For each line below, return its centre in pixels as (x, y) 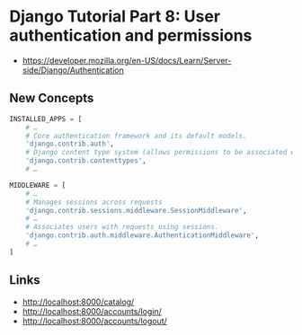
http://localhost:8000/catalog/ (78, 302)
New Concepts (52, 98)
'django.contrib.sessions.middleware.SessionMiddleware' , (136, 210)
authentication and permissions (131, 35)
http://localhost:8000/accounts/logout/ (95, 321)
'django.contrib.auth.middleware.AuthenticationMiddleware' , (142, 235)
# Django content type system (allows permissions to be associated (156, 153)
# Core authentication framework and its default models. (136, 136)
